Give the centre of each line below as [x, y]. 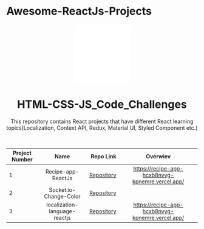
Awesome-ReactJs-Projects [79, 11]
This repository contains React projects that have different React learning [102, 121]
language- [62, 211]
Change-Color [62, 196]
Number [22, 160]
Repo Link [104, 156]
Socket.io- [62, 189]
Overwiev [158, 156]
